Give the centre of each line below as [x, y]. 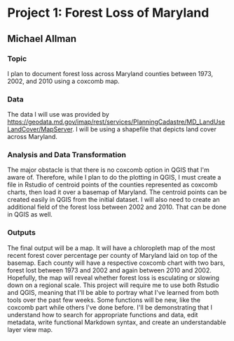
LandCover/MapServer [40, 129]
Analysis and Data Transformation [67, 155]
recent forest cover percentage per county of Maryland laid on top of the [112, 255]
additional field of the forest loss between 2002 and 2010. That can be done [117, 207]
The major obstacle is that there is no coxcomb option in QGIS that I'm [109, 170]
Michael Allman [42, 39]
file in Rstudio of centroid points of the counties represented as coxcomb [113, 185]
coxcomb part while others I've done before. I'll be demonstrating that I [110, 307]
